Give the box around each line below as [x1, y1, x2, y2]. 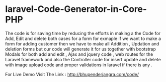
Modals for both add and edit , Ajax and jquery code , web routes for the [5, 51, 153, 57]
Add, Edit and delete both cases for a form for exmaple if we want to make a [5, 36, 162, 41]
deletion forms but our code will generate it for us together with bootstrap [5, 46, 156, 52]
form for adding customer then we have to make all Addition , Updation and [5, 41, 160, 46]
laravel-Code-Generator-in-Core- [5, 3, 147, 15]
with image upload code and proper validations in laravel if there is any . [5, 62, 153, 68]
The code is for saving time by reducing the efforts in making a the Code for [5, 30, 161, 36]
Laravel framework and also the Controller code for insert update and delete [5, 56, 161, 62]
